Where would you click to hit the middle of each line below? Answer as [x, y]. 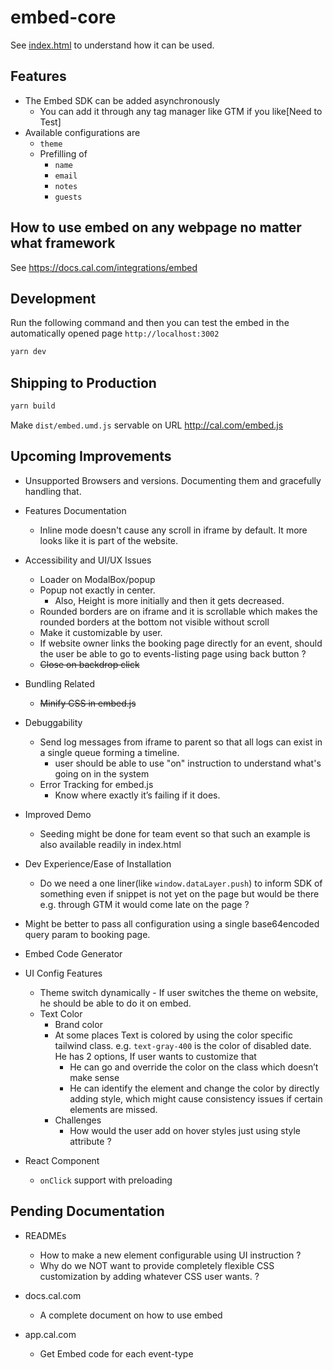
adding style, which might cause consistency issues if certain [196, 1098]
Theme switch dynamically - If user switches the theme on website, [179, 992]
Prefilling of [63, 153]
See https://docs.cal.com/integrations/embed [104, 267]
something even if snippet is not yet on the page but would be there [179, 893]
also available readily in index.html [110, 844]
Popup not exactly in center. [97, 590]
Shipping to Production [83, 382]
